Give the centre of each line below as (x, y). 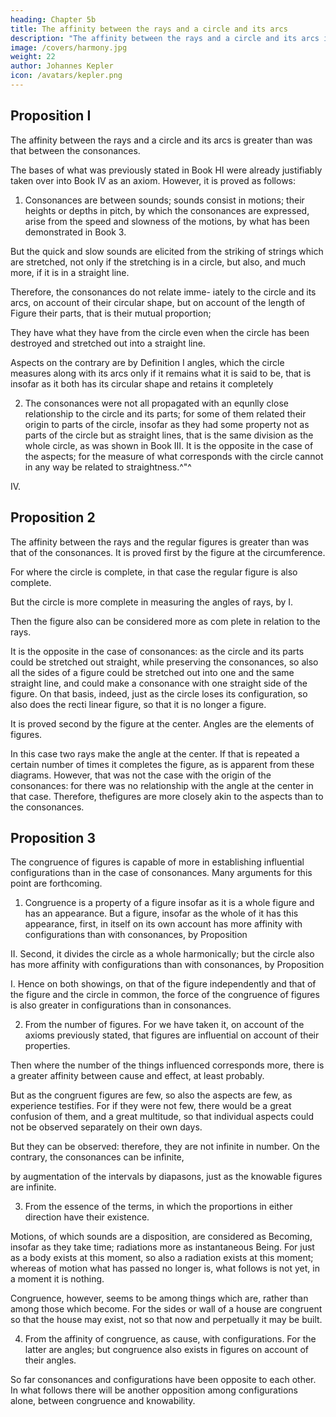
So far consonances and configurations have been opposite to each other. (163, 1380)
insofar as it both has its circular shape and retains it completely (142, 383)
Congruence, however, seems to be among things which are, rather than (159, 1298)
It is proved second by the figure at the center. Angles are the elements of (162, 723)
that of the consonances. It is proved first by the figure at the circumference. (168, 552)
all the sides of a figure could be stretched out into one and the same (152, 672)
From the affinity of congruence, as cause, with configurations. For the (170, 1339)
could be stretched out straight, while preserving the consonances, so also (164, 662)
